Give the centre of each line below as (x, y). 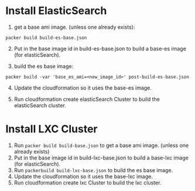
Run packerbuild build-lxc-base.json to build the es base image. (93, 170)
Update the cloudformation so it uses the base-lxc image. (83, 176)
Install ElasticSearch (56, 11)
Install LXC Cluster (52, 129)
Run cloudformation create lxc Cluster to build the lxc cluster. (88, 182)
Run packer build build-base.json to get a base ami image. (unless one (101, 145)
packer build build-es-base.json (46, 37)
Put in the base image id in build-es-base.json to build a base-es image (100, 49)
